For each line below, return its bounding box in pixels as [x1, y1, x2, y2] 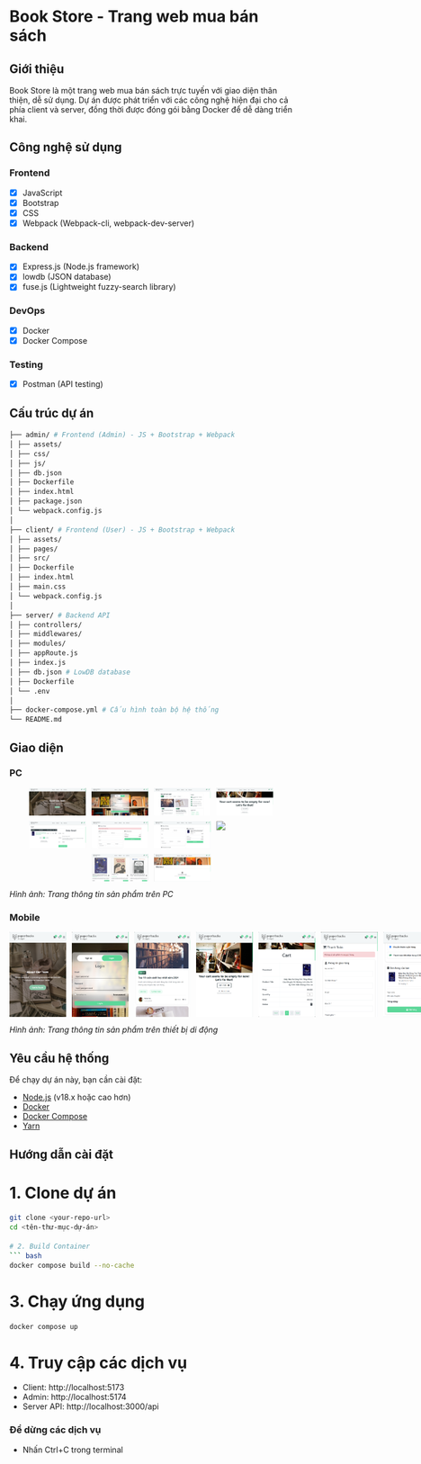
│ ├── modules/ [9, 639, 67, 649]
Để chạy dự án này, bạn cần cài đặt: [9, 1074, 142, 1085]
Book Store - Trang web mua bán [9, 6, 259, 27]
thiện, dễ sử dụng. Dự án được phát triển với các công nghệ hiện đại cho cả [9, 94, 289, 105]
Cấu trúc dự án [9, 405, 94, 420]
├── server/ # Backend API [9, 610, 111, 620]
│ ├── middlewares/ [9, 630, 83, 639]
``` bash [9, 1251, 42, 1261]
